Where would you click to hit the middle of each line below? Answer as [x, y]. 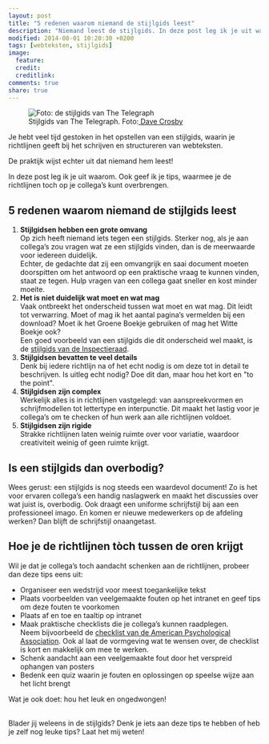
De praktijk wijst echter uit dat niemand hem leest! [91, 161]
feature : [30, 61]
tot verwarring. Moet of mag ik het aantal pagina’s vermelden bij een [132, 315]
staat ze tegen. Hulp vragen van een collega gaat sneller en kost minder [139, 281]
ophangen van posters [57, 666]
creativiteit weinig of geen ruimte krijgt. [84, 443]
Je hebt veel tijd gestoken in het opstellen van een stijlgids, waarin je [122, 137]
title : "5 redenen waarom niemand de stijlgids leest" [102, 23]
